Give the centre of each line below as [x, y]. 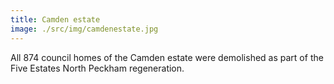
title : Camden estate [55, 19]
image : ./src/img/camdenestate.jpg [84, 29]
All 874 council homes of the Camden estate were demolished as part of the [167, 57]
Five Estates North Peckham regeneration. [97, 68]
